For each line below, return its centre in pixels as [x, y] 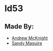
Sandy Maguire [27, 43]
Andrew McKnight [30, 38]
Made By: [19, 26]
